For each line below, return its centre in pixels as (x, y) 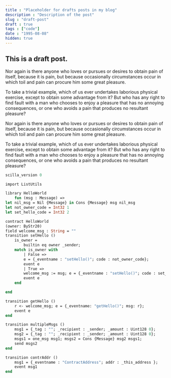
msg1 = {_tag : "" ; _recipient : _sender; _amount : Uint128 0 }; (85, 329)
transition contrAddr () (32, 357)
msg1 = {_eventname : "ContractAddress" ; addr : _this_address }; (86, 362)
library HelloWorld (26, 193)
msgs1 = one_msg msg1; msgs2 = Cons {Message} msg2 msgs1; (78, 339)
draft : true (19, 24)
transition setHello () (31, 236)
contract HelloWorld (27, 221)
